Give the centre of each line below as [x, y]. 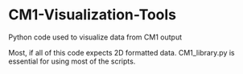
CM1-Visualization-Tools [93, 15]
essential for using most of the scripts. [72, 61]
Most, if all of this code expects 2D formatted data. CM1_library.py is [121, 52]
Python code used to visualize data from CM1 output [95, 37]
